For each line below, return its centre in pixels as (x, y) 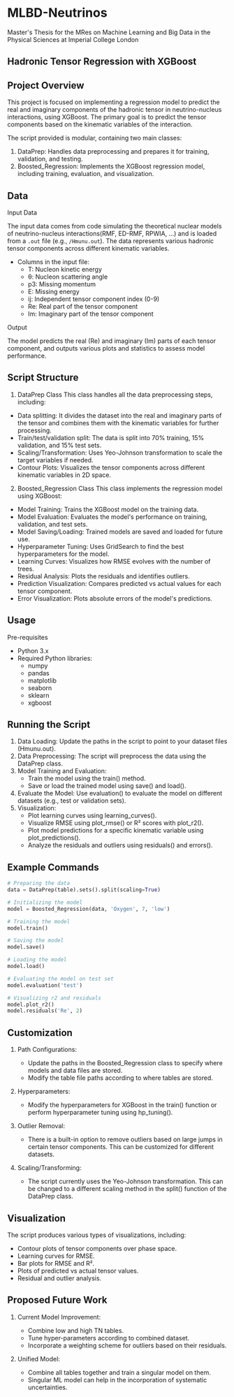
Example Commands (53, 867)
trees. (26, 569)
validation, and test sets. (52, 524)
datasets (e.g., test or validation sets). (72, 800)
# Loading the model (37, 960)
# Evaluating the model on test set (60, 979)
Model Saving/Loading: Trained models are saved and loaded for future (120, 532)
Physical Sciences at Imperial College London (73, 39)
